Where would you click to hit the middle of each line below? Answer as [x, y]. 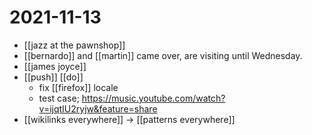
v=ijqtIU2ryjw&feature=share [98, 108]
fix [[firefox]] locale [78, 87]
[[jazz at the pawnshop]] [74, 45]
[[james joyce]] [55, 66]
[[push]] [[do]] [53, 77]
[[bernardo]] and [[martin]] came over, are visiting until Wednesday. [163, 55]
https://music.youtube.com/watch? [153, 98]
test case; [59, 98]
